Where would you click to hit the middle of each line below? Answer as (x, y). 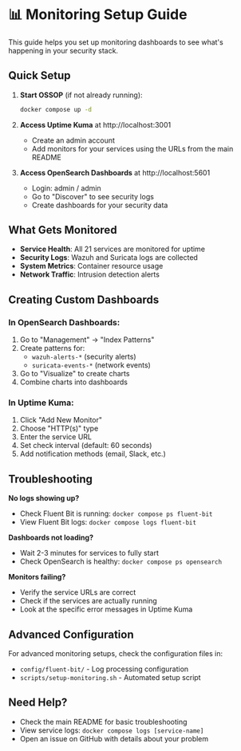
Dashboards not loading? (51, 537)
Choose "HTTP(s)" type (59, 429)
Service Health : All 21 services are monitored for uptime (113, 249)
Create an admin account (73, 140)
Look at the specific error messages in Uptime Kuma (106, 609)
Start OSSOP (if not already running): (81, 95)
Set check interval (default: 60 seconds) (86, 446)
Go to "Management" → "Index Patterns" (87, 340)
